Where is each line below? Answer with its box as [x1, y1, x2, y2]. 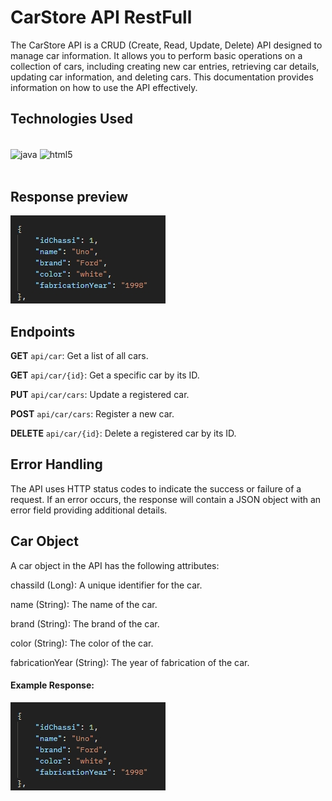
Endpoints [10, 323, 76, 340]
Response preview [10, 188, 129, 205]
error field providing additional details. [10, 504, 168, 516]
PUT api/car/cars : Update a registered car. [10, 389, 190, 401]
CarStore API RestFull [10, 6, 193, 29]
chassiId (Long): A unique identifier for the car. [10, 579, 203, 591]
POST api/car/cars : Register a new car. [10, 408, 175, 420]
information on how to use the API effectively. [10, 81, 198, 93]
